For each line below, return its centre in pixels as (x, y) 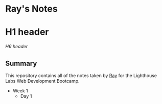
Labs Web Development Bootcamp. (43, 81)
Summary (21, 63)
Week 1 (20, 91)
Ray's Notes (31, 9)
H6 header (17, 46)
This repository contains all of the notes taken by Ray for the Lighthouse (81, 76)
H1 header (27, 32)
